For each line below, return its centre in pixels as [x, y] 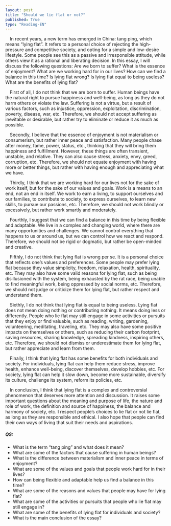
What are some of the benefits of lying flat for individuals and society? [87, 513]
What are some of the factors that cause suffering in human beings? [84, 453]
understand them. [24, 295]
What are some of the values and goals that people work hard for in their [89, 469]
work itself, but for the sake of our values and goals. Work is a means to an [84, 188]
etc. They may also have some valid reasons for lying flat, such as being [81, 273]
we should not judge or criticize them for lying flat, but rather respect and [82, 290]
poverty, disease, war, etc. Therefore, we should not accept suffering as [81, 114]
